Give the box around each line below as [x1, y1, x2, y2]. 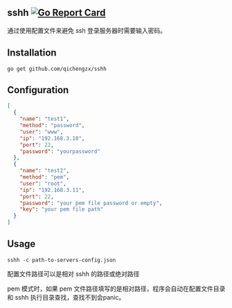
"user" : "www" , [19, 128, 64, 136]
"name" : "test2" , [19, 168, 70, 175]
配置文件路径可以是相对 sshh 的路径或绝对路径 [7, 269, 140, 278]
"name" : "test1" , [19, 115, 70, 122]
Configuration [7, 84, 69, 96]
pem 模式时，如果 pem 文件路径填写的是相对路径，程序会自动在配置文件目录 [7, 284, 226, 293]
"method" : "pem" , [19, 174, 70, 181]
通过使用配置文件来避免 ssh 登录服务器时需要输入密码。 [7, 26, 166, 35]
